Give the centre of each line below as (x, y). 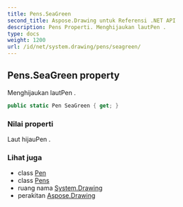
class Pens (33, 181)
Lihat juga (25, 157)
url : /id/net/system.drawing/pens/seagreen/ (74, 47)
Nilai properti (30, 123)
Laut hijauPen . (29, 139)
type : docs (23, 34)
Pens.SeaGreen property (63, 75)
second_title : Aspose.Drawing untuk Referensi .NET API (91, 21)
